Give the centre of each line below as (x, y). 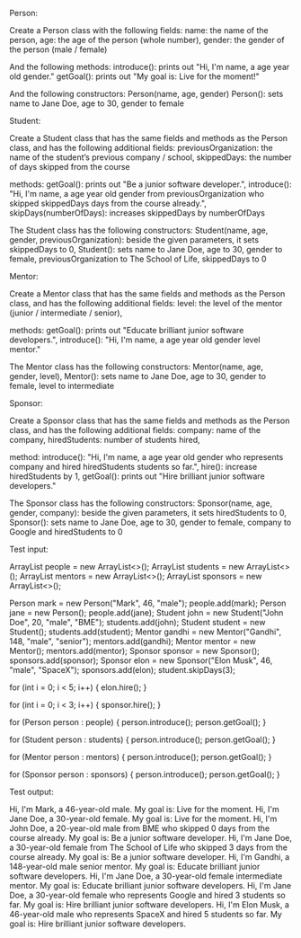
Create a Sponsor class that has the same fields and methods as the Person (150, 420)
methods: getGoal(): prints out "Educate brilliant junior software (127, 330)
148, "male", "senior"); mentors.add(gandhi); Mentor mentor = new (133, 641)
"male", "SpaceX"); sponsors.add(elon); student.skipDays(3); (123, 670)
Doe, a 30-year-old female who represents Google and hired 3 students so (147, 895)
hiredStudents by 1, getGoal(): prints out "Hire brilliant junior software (137, 476)
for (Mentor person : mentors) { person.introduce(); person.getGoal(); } (141, 757)
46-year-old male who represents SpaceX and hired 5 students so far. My (146, 914)
